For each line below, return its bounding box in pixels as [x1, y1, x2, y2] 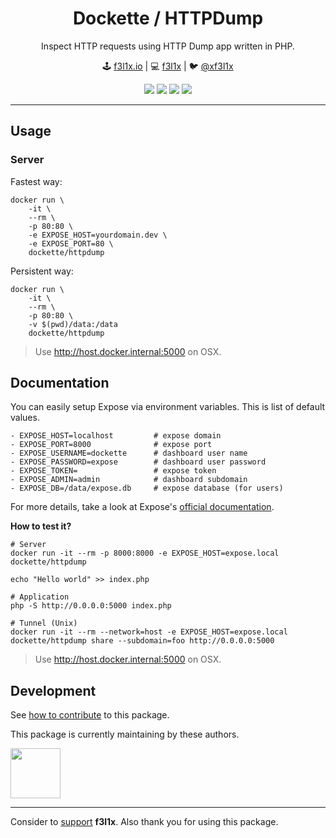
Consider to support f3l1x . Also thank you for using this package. [10, 816, 279, 828]
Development [10, 682, 97, 699]
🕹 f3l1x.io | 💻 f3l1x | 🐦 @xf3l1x [102, 60, 234, 72]
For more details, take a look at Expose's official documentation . [10, 501, 275, 513]
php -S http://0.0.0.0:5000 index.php [10, 601, 172, 611]
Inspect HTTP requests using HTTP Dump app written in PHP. [41, 40, 295, 52]
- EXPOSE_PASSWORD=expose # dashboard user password [10, 457, 267, 467]
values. [10, 412, 40, 424]
